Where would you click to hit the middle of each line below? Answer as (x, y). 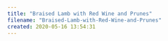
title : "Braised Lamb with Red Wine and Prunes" (80, 14)
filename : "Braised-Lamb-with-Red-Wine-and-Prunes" (84, 20)
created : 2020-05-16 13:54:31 (52, 26)
